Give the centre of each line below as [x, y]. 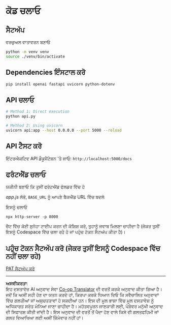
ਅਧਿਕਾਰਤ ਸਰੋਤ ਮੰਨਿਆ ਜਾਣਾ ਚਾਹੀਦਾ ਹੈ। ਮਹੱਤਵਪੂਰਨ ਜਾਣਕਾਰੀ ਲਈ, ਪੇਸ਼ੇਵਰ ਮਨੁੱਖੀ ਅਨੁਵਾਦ [84, 306]
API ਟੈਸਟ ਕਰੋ [24, 146]
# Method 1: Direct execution [38, 112]
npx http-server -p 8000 [32, 217]
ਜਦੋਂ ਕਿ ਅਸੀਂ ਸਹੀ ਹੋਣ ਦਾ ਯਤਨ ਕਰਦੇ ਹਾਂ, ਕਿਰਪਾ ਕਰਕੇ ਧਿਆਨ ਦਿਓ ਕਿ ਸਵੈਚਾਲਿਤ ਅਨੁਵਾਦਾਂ [82, 295]
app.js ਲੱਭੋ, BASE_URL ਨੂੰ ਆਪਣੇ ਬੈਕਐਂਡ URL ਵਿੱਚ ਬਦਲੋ [55, 197]
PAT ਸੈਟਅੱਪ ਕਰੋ [20, 269]
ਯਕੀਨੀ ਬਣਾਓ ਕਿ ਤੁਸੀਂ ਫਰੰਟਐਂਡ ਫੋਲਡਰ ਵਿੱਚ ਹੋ [45, 187]
